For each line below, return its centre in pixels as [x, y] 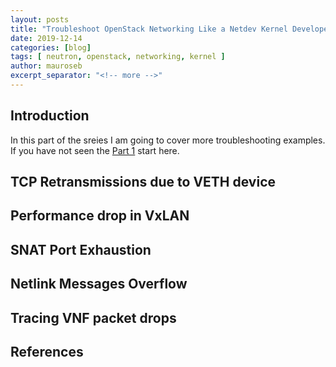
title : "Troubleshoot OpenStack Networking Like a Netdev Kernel [149, 29]
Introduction [50, 116]
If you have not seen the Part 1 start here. [95, 150]
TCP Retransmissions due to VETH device [143, 182]
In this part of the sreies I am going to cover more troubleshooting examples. [168, 140]
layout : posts [40, 19]
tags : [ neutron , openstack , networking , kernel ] [118, 57]
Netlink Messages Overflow [99, 284]
